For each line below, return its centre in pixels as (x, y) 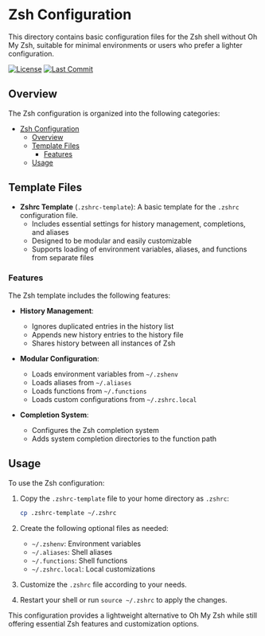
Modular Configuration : (59, 358)
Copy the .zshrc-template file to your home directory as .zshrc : (124, 498)
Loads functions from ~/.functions (89, 391)
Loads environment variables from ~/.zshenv (105, 374)
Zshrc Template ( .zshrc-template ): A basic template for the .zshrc (129, 207)
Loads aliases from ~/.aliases (82, 382)
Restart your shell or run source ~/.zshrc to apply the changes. (123, 599)
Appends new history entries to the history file (107, 334)
